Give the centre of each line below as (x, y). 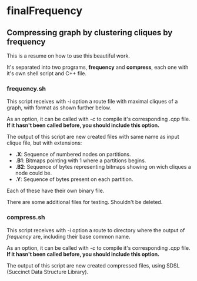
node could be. (34, 173)
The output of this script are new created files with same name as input (93, 137)
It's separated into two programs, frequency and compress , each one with (98, 67)
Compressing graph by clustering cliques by (90, 33)
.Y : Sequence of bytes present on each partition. (74, 179)
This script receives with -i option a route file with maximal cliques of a (92, 102)
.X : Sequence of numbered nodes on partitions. (73, 155)
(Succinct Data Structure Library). (48, 272)
